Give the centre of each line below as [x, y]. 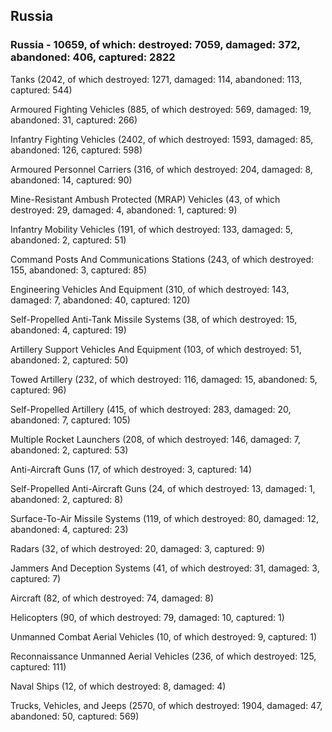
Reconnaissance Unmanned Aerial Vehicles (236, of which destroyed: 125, [163, 656]
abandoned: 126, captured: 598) [76, 150]
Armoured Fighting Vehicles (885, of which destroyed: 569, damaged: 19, [161, 109]
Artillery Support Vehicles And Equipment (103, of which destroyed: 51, [156, 349]
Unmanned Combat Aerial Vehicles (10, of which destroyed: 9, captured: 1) [163, 636]
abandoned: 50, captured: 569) [75, 716]
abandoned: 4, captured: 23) [69, 529]
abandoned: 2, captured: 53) [69, 450]
